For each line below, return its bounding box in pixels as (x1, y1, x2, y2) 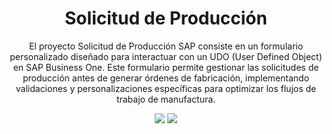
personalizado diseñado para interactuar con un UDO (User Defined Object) (9, 50, 323, 62)
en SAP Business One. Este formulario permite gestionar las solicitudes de (12, 61, 320, 73)
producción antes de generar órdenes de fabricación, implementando (22, 72, 310, 84)
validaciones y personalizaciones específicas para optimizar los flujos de (15, 82, 317, 94)
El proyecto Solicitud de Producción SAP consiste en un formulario (28, 40, 304, 52)
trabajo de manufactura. (116, 93, 216, 105)
